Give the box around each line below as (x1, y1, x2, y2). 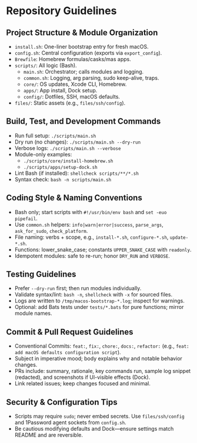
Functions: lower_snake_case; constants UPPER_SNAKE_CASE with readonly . (14, 246, 192, 253)
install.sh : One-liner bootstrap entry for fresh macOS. (14, 43, 149, 50)
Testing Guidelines (6, 269, 76, 279)
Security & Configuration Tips (6, 397, 118, 407)
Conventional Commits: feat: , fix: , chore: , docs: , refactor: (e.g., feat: (14, 342, 189, 349)
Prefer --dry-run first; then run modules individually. (14, 285, 142, 292)
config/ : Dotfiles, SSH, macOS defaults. (23, 93, 121, 100)
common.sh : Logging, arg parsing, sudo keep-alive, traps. (23, 75, 159, 81)
